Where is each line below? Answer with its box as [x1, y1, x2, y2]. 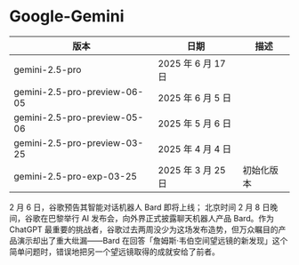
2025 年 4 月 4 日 [158, 142, 231, 155]
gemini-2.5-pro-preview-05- [13, 111, 144, 124]
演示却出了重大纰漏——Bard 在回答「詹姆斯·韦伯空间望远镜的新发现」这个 [16, 235, 288, 245]
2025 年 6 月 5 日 [158, 92, 231, 104]
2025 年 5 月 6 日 [158, 117, 231, 130]
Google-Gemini [9, 6, 125, 27]
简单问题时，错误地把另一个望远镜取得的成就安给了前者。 [9, 246, 220, 257]
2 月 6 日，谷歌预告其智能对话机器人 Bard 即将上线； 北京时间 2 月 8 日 [9, 202, 271, 213]
